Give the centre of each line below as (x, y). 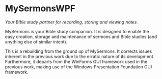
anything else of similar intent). (36, 41)
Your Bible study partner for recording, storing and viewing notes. (72, 22)
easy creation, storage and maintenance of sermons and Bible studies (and (81, 37)
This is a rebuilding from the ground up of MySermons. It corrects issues (79, 51)
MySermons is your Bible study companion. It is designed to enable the (77, 31)
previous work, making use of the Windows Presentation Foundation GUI (79, 67)
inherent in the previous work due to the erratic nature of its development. (80, 56)
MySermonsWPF (40, 9)
